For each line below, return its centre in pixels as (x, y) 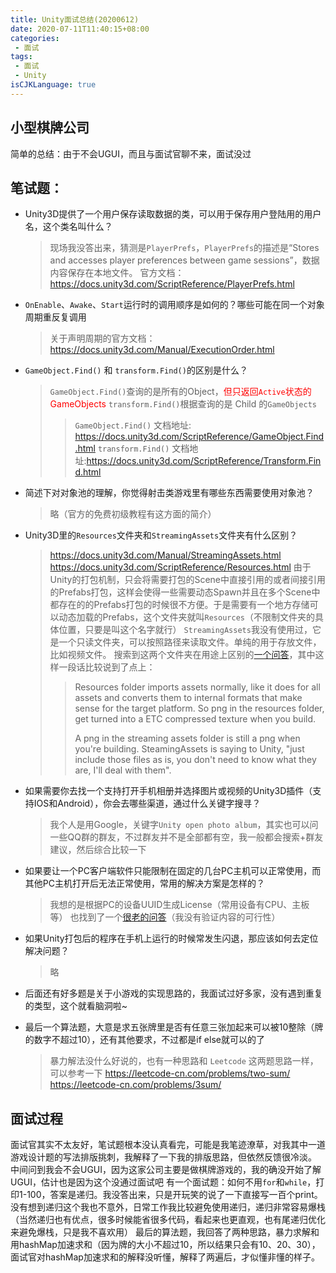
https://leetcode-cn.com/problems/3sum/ (135, 1085)
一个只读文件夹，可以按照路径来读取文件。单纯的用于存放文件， (190, 642)
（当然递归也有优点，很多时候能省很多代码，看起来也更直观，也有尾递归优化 (168, 1220)
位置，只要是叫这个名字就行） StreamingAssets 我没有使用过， (185, 630)
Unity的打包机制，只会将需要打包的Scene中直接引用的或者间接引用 (187, 580)
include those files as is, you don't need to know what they (195, 760)
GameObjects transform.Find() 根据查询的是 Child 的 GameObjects (183, 404)
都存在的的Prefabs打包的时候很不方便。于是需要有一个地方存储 (179, 605)
